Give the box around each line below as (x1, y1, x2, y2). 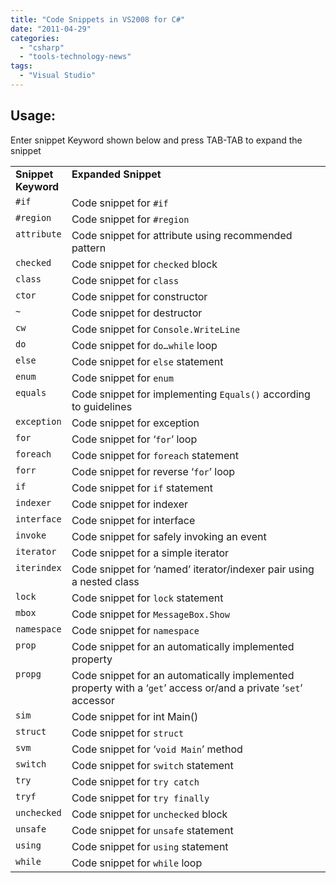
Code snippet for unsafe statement (71, 823, 234, 837)
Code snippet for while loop (71, 856, 203, 870)
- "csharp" (19, 42, 65, 53)
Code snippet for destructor (71, 306, 203, 320)
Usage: (10, 107, 57, 125)
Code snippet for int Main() (71, 709, 199, 723)
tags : (10, 61, 33, 71)
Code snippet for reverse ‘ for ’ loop (71, 464, 236, 478)
